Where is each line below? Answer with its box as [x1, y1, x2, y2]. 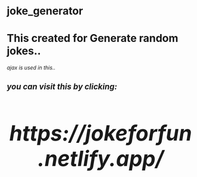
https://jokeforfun [9, 120, 192, 146]
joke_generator [7, 4, 83, 18]
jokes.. [7, 44, 41, 58]
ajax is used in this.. [7, 64, 56, 71]
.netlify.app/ [37, 145, 164, 172]
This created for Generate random [7, 32, 179, 45]
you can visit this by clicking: [7, 81, 118, 91]
